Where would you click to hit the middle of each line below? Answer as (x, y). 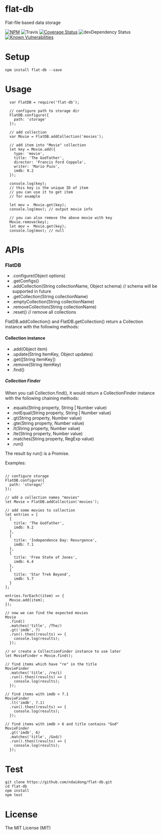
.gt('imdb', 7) (25, 630)
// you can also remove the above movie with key (61, 218)
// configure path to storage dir (44, 111)
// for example (25, 196)
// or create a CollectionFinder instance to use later (63, 652)
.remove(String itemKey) (37, 364)
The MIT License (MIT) (28, 828)
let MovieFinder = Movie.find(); (39, 656)
